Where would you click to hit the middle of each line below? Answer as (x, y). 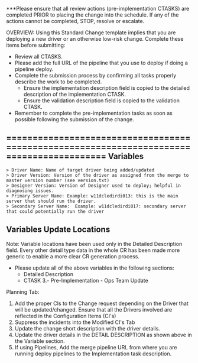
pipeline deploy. (34, 69)
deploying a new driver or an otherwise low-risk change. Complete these (95, 39)
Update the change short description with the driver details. (87, 328)
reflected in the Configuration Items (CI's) (65, 316)
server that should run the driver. (51, 201)
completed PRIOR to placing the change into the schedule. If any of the (92, 15)
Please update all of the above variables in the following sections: (94, 268)
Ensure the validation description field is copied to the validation (102, 101)
